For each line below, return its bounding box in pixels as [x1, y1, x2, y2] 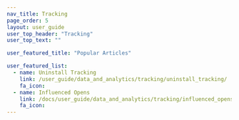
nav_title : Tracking [6, 10, 68, 18]
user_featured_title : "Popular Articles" [6, 50, 132, 57]
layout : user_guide [6, 23, 65, 31]
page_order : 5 [6, 17, 49, 24]
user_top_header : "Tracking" [6, 30, 93, 38]
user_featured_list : [6, 62, 68, 70]
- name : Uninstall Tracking [13, 69, 97, 76]
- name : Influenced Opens [13, 89, 91, 96]
